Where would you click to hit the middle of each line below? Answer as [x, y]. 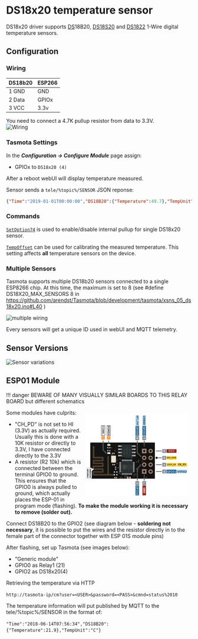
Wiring [16, 69]
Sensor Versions [37, 348]
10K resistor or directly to [45, 443]
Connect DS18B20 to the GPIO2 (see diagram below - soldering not [88, 523]
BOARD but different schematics [45, 401]
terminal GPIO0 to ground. [46, 474]
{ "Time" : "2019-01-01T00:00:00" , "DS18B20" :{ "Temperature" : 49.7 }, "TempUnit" [100, 201]
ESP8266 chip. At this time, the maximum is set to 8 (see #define [85, 288]
